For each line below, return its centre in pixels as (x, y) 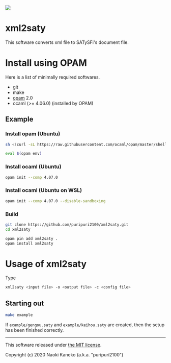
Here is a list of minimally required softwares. (53, 77)
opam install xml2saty (29, 243)
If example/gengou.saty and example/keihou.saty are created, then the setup (85, 325)
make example (19, 315)
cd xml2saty (18, 229)
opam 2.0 (23, 98)
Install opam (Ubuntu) (33, 134)
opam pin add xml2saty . (32, 238)
